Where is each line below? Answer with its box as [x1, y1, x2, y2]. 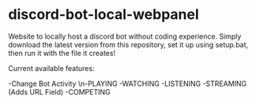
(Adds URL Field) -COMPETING [8, 87, 111, 96]
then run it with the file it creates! [8, 48, 116, 58]
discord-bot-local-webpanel [8, 6, 199, 24]
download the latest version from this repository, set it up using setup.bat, [8, 39, 249, 49]
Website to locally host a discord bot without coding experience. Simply [8, 32, 242, 41]
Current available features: [8, 63, 95, 72]
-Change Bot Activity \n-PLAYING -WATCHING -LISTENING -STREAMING [8, 79, 247, 88]
